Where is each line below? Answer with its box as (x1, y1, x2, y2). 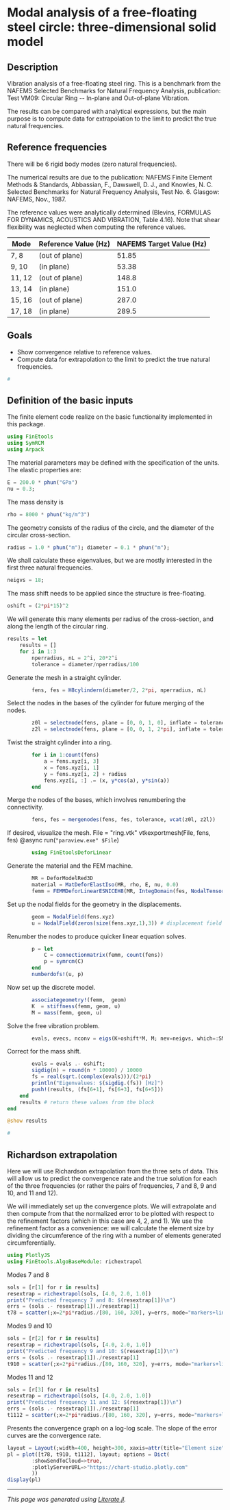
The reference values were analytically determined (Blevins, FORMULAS (7, 208, 212, 217)
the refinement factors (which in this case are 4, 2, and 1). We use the (7, 1217, 203, 1225)
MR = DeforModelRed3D (31, 875, 94, 882)
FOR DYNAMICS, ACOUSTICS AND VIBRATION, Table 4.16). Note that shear (7, 215, 220, 223)
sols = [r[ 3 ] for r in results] (7, 1386, 99, 1393)
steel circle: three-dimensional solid (7, 19, 217, 35)
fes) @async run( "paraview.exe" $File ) (7, 836, 120, 844)
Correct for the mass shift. (7, 1047, 81, 1056)
